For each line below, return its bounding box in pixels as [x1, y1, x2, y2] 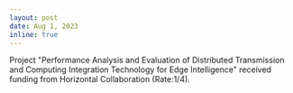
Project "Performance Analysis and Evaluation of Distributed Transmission [9, 55, 285, 66]
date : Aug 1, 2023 [9, 22, 78, 31]
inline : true [9, 30, 59, 39]
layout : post [9, 13, 59, 23]
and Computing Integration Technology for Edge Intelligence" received [9, 64, 272, 75]
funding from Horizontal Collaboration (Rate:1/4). [9, 74, 191, 85]
